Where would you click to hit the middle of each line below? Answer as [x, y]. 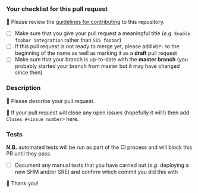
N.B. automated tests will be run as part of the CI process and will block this [99, 147]
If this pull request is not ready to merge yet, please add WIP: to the [97, 46]
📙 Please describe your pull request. [51, 101]
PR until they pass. [29, 154]
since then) [29, 73]
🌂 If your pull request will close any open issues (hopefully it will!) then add [98, 113]
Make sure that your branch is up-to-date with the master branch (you [101, 60]
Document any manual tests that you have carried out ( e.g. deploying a [102, 165]
